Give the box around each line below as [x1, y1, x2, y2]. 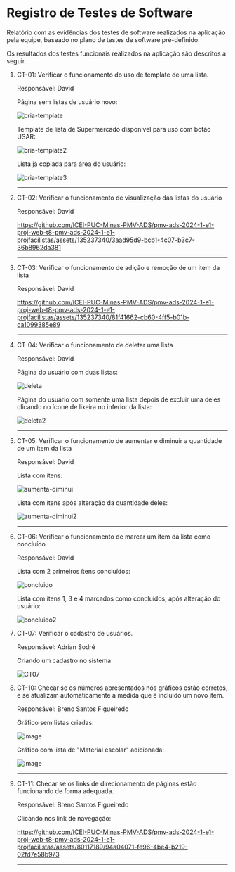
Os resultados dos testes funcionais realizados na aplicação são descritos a [6, 49, 226, 58]
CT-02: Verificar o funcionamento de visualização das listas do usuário [16, 193, 222, 202]
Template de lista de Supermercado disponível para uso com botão [16, 124, 211, 133]
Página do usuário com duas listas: [16, 368, 119, 376]
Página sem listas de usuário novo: [16, 97, 118, 106]
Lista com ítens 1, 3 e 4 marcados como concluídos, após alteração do [16, 594, 221, 603]
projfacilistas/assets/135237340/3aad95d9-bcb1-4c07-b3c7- [16, 236, 196, 244]
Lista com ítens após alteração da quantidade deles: [16, 498, 168, 507]
